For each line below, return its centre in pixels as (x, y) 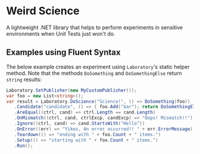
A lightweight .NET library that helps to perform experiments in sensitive (95, 27)
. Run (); (24, 146)
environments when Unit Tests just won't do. (61, 33)
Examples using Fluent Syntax (63, 53)
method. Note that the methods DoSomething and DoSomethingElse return (94, 73)
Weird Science (43, 11)
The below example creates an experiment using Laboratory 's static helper (98, 67)
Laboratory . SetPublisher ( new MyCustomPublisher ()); (71, 90)
